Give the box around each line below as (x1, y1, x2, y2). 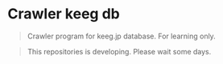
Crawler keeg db (7, 5, 120, 23)
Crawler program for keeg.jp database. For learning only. (27, 31, 217, 41)
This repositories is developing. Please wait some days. (27, 46, 212, 56)
